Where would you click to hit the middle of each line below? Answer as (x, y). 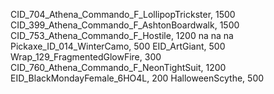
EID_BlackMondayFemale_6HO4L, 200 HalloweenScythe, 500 (137, 78)
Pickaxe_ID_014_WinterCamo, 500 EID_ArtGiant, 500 (118, 46)
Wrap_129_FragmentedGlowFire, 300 (86, 57)
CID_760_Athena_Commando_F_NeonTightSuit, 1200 (118, 67)
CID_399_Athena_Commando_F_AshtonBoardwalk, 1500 (125, 25)
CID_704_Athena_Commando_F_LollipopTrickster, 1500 (123, 14)
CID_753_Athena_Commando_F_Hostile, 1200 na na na (122, 35)
